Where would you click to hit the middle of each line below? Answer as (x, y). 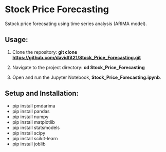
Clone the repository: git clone (45, 52)
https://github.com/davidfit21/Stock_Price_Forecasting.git (77, 57)
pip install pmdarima (34, 105)
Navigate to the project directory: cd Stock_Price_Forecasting (78, 67)
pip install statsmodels (36, 127)
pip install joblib (29, 144)
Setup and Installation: (42, 93)
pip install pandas (31, 111)
